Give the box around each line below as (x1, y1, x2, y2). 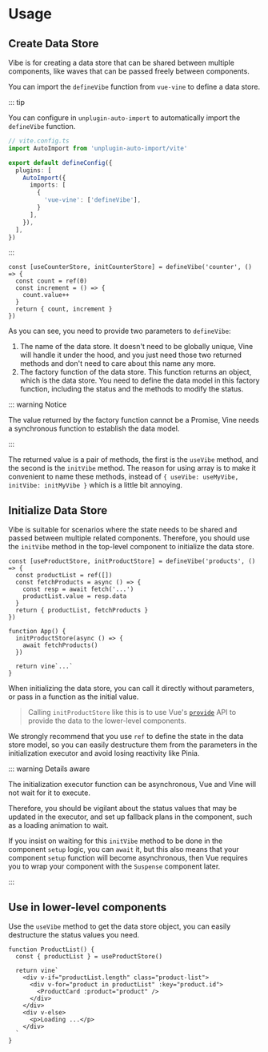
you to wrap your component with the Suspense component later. (8, 861, 221, 871)
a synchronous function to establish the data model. (8, 424, 180, 433)
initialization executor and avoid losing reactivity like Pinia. (8, 749, 200, 758)
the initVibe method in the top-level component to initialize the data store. (8, 542, 254, 552)
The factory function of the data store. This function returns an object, (19, 367, 252, 377)
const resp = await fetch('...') (22, 585, 134, 593)
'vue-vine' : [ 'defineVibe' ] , (43, 196, 142, 204)
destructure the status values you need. (8, 930, 140, 939)
